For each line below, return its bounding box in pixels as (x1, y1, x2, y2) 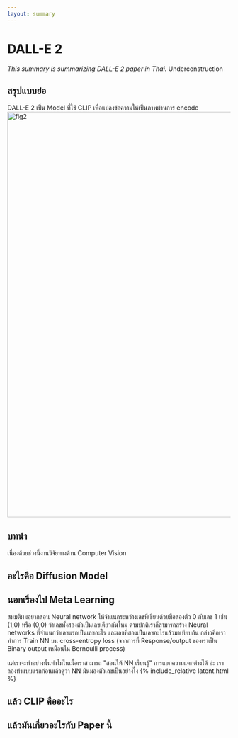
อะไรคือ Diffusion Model (7, 569, 108, 581)
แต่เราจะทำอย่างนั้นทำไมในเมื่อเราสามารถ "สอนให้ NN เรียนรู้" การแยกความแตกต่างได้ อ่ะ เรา (7, 659, 225, 667)
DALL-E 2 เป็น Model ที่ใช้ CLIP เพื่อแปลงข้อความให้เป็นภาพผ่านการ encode (7, 103, 199, 112)
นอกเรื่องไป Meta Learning (7, 594, 115, 606)
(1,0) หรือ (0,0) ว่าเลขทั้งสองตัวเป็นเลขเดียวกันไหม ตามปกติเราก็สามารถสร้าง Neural (7, 620, 208, 629)
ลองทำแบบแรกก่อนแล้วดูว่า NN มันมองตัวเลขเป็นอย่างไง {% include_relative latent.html (7, 666, 229, 675)
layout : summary (7, 10, 55, 18)
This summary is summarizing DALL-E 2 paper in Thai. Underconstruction (7, 64, 223, 73)
